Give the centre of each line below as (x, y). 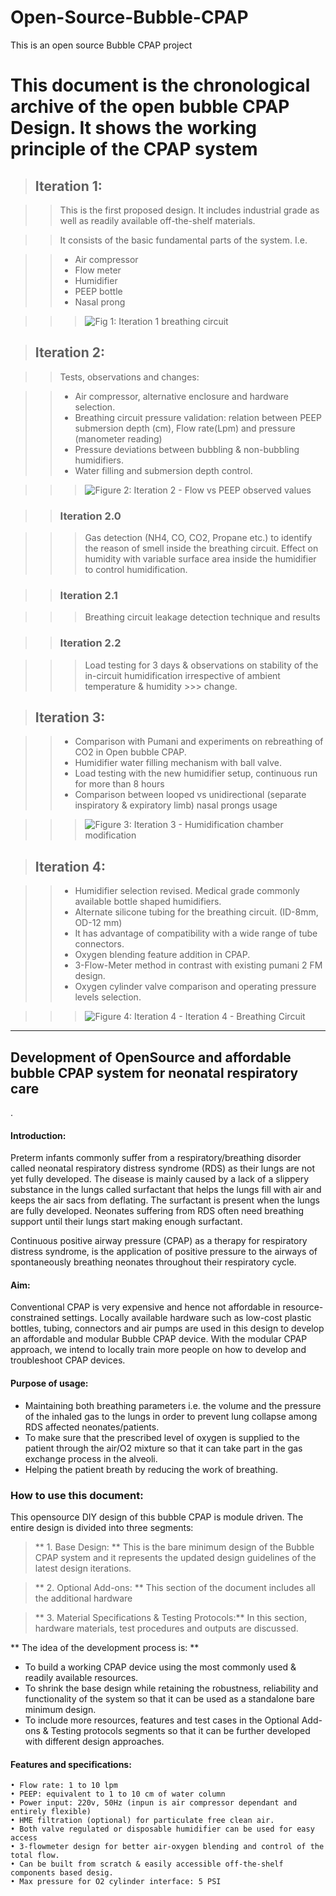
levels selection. (108, 997)
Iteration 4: (70, 866)
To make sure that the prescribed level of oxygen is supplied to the (162, 1437)
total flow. (35, 1856)
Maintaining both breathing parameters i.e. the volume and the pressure (173, 1405)
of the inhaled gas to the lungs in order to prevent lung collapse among (171, 1416)
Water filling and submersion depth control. (163, 470)
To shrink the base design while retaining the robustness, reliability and (171, 1688)
